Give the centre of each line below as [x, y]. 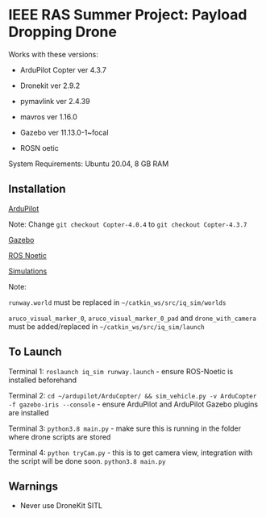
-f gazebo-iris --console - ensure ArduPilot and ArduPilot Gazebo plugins [133, 404]
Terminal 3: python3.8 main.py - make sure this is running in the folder [125, 428]
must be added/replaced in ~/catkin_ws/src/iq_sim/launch [106, 326]
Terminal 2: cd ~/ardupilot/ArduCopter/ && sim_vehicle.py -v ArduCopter [133, 395]
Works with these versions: [54, 54]
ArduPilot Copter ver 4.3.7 [63, 69]
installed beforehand [43, 380]
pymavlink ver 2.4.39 [55, 101]
